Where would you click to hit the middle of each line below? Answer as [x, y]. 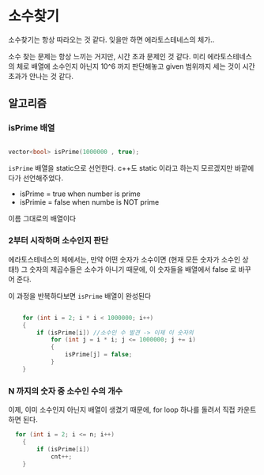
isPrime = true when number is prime [80, 194]
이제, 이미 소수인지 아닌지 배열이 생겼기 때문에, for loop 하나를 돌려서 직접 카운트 [132, 410]
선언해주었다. [43, 178]
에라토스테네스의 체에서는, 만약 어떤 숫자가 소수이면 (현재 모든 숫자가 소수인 [124, 259]
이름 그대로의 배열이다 [42, 218]
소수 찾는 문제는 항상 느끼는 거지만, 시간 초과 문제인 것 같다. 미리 [107, 56]
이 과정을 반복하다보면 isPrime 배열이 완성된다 [80, 296]
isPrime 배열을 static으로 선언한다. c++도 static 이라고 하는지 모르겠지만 [121, 168]
